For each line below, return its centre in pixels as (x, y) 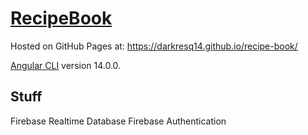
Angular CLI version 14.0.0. (66, 65)
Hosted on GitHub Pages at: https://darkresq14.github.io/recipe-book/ (154, 46)
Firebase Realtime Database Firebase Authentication (118, 121)
